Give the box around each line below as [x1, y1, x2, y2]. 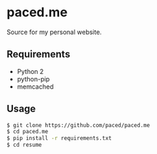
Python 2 [16, 67, 44, 75]
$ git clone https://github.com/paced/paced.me [6, 121, 151, 128]
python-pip [16, 75, 50, 83]
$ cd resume [6, 141, 42, 149]
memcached [16, 82, 54, 91]
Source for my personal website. [6, 28, 102, 36]
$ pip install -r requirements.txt [6, 135, 112, 142]
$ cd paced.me [6, 128, 49, 136]
